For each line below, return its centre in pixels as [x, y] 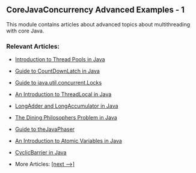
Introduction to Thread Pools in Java [60, 59]
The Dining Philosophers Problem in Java [66, 118]
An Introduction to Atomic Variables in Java [68, 141]
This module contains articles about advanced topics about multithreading [98, 24]
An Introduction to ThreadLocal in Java [63, 94]
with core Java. [25, 31]
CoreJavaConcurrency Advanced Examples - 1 [96, 10]
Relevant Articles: [33, 46]
